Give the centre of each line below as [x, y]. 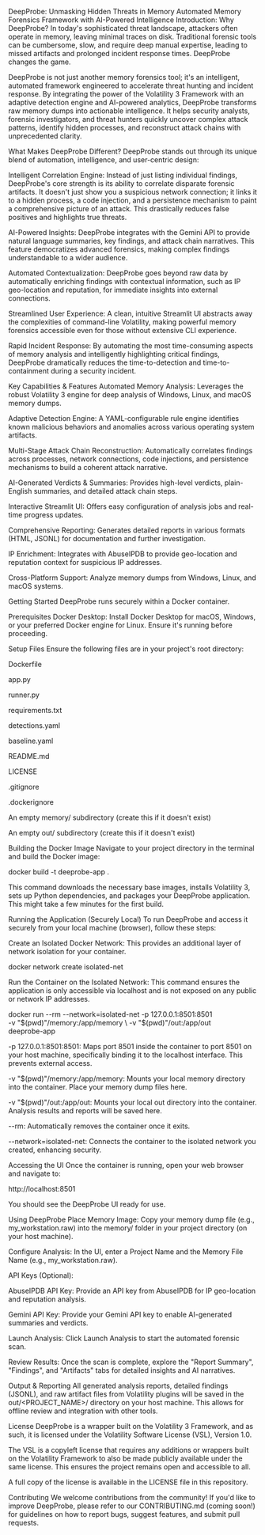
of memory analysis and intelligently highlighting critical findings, [114, 354]
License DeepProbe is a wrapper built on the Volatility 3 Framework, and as [131, 1426]
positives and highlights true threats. [68, 217]
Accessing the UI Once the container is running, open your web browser [126, 1165]
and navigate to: [34, 1173]
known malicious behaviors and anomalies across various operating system [131, 427]
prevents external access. [50, 1063]
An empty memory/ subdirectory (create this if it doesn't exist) [110, 817]
